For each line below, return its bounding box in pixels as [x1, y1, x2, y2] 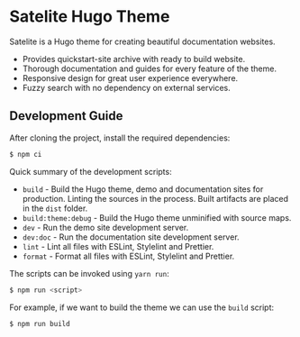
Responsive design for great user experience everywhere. [22, 72, 239, 83]
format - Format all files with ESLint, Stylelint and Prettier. [22, 250, 235, 261]
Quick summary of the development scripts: [9, 166, 173, 177]
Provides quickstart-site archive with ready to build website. [22, 53, 246, 64]
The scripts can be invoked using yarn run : [9, 268, 169, 278]
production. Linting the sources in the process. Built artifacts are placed [22, 193, 289, 204]
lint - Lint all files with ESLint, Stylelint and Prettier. [22, 241, 214, 251]
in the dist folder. [22, 203, 88, 214]
